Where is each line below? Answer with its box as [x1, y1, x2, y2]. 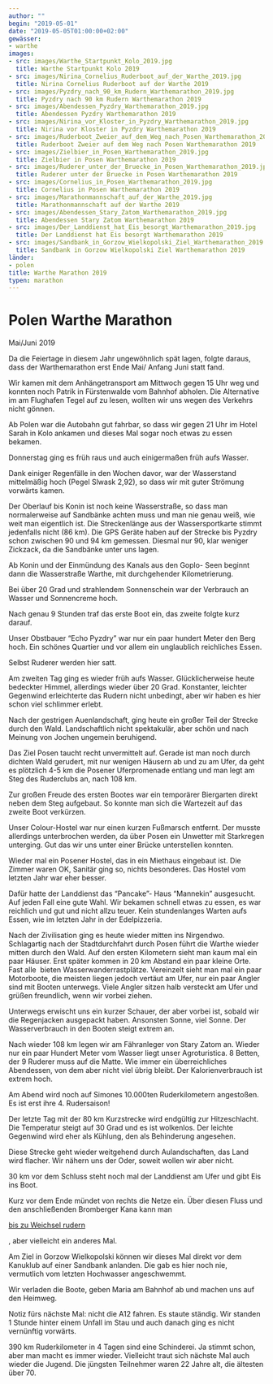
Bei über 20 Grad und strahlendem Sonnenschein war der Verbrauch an [8, 585, 249, 595]
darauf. [8, 618, 32, 628]
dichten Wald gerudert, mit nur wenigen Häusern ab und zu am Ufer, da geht [8, 757, 265, 767]
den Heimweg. [8, 1293, 58, 1304]
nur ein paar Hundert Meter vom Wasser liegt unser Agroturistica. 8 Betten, [8, 1049, 260, 1058]
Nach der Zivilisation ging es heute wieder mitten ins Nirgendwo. [8, 931, 225, 941]
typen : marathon [8, 276, 63, 284]
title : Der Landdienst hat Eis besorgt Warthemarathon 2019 [15, 231, 223, 240]
